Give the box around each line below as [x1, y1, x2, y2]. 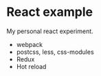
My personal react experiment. [6, 27, 93, 35]
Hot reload [16, 62, 47, 70]
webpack [16, 40, 43, 48]
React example [6, 4, 93, 20]
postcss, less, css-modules [16, 48, 94, 56]
